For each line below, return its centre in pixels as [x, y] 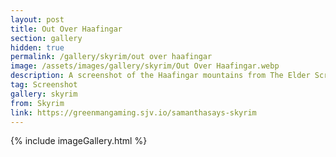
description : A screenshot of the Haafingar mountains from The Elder [160, 76]
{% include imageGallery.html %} [79, 141]
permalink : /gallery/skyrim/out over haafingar [111, 57]
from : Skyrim [37, 103]
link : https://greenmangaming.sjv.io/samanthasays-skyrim [133, 112]
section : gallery [46, 38]
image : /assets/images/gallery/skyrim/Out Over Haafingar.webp [145, 66]
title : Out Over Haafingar [66, 29]
